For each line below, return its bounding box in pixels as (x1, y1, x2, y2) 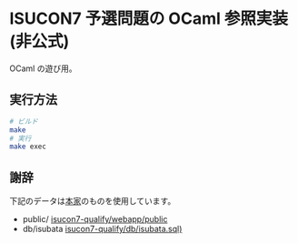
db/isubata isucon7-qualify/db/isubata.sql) (22, 224, 183, 235)
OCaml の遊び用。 (9, 63, 77, 74)
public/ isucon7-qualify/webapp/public (22, 214, 168, 225)
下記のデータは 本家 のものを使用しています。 (9, 196, 176, 207)
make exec (9, 142, 47, 151)
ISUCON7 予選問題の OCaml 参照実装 (9, 8, 289, 29)
